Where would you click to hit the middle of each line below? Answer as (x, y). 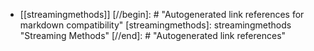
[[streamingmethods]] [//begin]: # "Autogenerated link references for (162, 14)
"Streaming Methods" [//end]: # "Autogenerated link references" (153, 35)
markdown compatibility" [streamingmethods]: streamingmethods (155, 25)
